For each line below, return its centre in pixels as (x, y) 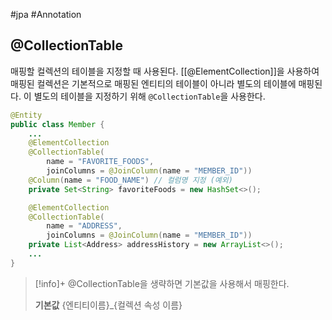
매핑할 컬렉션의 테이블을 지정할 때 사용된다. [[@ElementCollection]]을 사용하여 (165, 71)
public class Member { (57, 124)
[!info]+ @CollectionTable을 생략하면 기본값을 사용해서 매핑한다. (162, 283)
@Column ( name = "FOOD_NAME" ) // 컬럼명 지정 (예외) (130, 180)
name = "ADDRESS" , (84, 226)
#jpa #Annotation (46, 14)
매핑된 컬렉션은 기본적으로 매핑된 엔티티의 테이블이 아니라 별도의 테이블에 (153, 83)
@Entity (26, 115)
